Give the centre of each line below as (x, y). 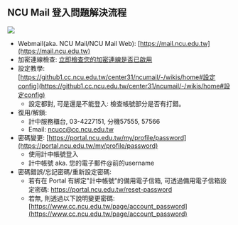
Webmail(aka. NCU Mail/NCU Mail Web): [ (79, 43)
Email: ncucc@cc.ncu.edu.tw (71, 129)
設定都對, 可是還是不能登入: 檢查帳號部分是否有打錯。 (107, 103)
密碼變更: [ (33, 137)
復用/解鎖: (32, 112)
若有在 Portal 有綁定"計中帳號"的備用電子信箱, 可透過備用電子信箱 (124, 180)
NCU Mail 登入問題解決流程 (67, 13)
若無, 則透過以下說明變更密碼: (71, 198)
